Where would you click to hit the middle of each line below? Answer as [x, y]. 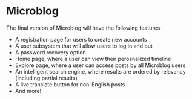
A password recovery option [50, 52]
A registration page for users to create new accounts [81, 39]
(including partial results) [46, 78]
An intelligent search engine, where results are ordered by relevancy [100, 71]
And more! [28, 91]
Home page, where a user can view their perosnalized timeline [93, 59]
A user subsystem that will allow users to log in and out [84, 46]
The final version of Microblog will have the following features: [84, 28]
